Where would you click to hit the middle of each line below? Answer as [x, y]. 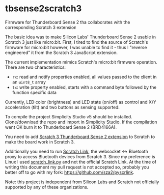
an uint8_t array [29, 82]
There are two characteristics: [36, 67]
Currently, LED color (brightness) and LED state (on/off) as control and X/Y [81, 102]
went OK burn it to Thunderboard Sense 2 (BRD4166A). [61, 127]
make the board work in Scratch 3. [40, 142]
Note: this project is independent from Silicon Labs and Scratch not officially [82, 182]
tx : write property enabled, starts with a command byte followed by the [84, 87]
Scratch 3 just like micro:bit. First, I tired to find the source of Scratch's [77, 42]
